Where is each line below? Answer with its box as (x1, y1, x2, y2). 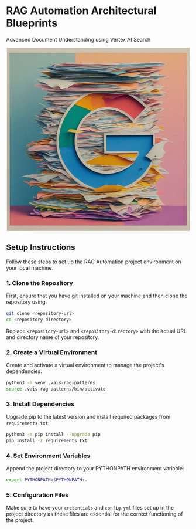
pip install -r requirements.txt (6, 438, 88, 444)
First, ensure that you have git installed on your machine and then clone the (6, 292, 188, 300)
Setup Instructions (6, 242, 75, 253)
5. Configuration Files (6, 491, 69, 499)
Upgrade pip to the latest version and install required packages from (6, 413, 171, 421)
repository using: (6, 299, 47, 306)
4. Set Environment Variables (6, 452, 91, 460)
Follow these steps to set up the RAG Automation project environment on (6, 258, 181, 265)
